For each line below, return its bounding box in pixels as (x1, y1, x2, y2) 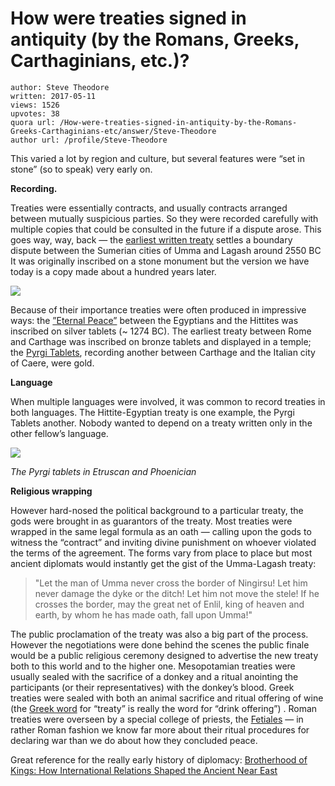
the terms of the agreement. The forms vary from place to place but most (10, 547, 313, 559)
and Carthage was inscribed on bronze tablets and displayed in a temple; (10, 335, 312, 347)
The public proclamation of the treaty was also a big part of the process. (10, 628, 309, 640)
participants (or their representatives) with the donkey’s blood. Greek (10, 681, 295, 693)
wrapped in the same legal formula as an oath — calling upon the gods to (10, 525, 312, 537)
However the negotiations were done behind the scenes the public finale (10, 638, 310, 651)
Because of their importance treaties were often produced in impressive (10, 303, 307, 316)
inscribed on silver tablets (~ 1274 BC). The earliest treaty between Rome (10, 325, 312, 337)
